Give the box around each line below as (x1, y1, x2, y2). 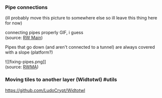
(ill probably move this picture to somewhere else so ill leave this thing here (5, 15, 158, 21)
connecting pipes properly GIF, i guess (5, 30, 83, 36)
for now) (5, 20, 23, 26)
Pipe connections (5, 4, 48, 11)
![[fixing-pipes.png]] (5, 59, 46, 65)
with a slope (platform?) (5, 49, 53, 55)
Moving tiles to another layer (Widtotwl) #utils (5, 76, 117, 83)
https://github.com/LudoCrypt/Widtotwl (5, 87, 85, 93)
